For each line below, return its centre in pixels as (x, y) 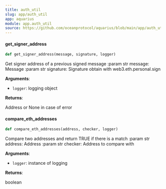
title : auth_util (23, 10)
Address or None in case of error (39, 107)
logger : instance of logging (40, 163)
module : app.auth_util (28, 24)
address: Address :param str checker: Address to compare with (70, 144)
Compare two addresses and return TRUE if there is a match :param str (77, 139)
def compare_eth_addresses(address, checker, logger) (62, 129)
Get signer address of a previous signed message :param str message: (77, 64)
